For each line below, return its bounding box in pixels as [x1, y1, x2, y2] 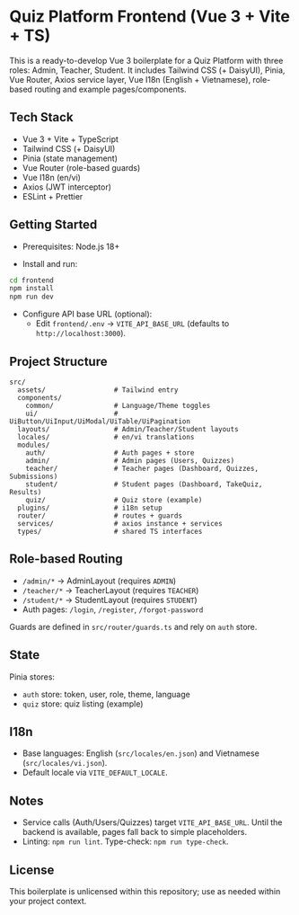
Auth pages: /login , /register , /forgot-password [22, 604, 204, 615]
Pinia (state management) [22, 153, 119, 164]
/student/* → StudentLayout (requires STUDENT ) [22, 594, 198, 605]
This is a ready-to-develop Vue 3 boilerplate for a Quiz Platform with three [9, 55, 284, 66]
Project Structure [9, 353, 108, 369]
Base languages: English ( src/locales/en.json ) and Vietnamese [22, 748, 260, 759]
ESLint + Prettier [22, 191, 84, 201]
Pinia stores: [9, 671, 56, 682]
